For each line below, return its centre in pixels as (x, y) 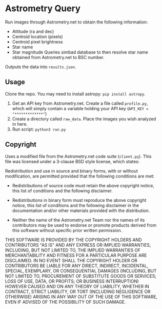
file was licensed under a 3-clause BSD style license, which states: (72, 161)
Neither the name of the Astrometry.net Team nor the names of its (78, 220)
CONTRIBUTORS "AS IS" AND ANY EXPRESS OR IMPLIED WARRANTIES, (78, 245)
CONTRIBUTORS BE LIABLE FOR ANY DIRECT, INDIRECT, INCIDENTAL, (77, 266)
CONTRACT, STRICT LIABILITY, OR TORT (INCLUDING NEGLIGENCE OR (78, 291)
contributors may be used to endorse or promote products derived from (84, 225)
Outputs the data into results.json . (41, 67)
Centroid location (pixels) (38, 37)
